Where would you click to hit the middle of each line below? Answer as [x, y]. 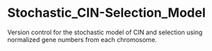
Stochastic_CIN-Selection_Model [107, 13]
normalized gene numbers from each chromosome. [82, 39]
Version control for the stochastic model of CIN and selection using [105, 32]
